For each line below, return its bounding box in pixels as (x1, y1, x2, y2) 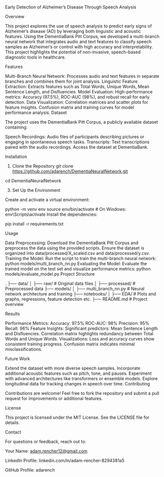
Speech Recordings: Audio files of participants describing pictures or (5, 134, 144, 139)
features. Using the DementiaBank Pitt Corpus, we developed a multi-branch (5, 34, 160, 39)
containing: (5, 124, 28, 130)
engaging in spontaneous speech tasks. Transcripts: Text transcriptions (5, 139, 150, 145)
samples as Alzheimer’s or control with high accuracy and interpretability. (5, 44, 153, 49)
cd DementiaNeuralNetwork (5, 178, 62, 183)
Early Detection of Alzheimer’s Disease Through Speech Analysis (5, 4, 137, 10)
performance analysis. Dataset (5, 110, 67, 115)
